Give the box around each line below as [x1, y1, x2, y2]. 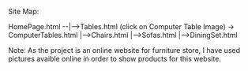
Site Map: [8, 7, 39, 16]
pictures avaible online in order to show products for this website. [8, 54, 221, 63]
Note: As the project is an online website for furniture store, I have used [8, 46, 241, 54]
